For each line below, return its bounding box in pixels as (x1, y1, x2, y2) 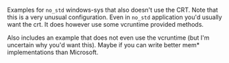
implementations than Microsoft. (7, 48, 99, 56)
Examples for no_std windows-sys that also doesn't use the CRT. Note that (7, 6, 218, 14)
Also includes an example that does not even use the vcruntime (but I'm (7, 34, 210, 42)
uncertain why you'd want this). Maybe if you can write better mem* (7, 41, 200, 49)
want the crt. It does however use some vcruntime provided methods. (7, 21, 204, 28)
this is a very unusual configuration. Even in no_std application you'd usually (7, 13, 223, 21)
